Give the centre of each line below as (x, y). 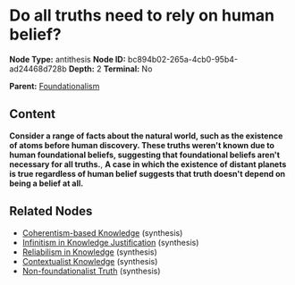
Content (33, 114)
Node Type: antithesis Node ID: (68, 59)
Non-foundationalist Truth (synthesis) (91, 271)
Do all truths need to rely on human (142, 16)
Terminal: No (128, 69)
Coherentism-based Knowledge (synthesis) (102, 232)
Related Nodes (51, 211)
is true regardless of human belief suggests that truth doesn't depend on (147, 173)
